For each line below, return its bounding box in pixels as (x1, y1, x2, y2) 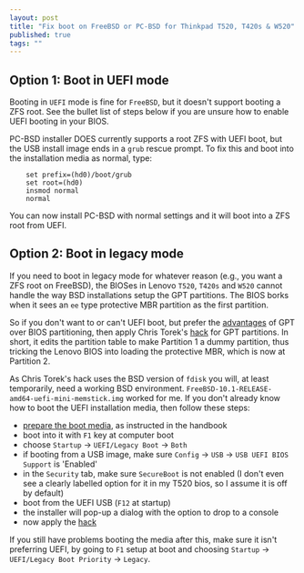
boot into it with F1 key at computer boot (22, 429, 175, 440)
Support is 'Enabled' (22, 458, 98, 469)
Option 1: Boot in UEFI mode (9, 72, 169, 87)
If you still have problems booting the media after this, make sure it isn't (9, 534, 278, 545)
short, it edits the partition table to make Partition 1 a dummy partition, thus (9, 336, 289, 347)
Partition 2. (9, 356, 51, 367)
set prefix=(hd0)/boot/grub (25, 170, 132, 180)
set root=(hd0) (25, 178, 84, 187)
